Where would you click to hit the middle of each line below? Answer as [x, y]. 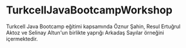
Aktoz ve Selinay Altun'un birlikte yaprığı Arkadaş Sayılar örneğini [85, 32]
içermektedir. [22, 39]
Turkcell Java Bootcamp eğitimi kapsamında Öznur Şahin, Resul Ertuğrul [93, 26]
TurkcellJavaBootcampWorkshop [89, 10]
